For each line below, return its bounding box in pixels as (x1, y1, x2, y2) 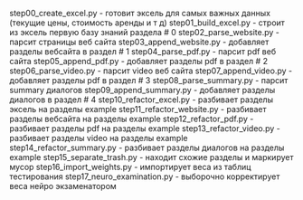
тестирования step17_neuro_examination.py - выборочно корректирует (9, 171, 280, 182)
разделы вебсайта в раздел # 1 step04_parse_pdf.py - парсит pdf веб (9, 46, 277, 57)
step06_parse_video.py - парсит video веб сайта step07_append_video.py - (9, 65, 292, 76)
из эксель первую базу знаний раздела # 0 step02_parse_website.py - (9, 27, 280, 37)
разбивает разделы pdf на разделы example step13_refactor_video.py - (9, 123, 280, 134)
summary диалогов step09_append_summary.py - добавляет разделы (9, 85, 276, 95)
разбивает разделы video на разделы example (9, 133, 188, 143)
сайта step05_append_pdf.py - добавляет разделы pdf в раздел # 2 (9, 56, 269, 66)
